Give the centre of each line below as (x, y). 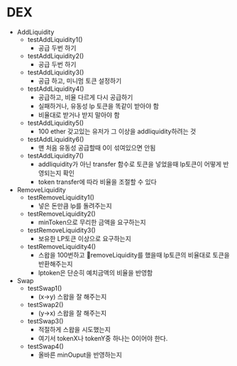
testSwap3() (45, 321)
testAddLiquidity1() (55, 39)
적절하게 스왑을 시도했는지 (74, 329)
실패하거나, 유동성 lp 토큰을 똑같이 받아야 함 (98, 106)
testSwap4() (46, 346)
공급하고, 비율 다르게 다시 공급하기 (86, 97)
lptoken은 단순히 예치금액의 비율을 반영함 (95, 272)
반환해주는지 (55, 264)
